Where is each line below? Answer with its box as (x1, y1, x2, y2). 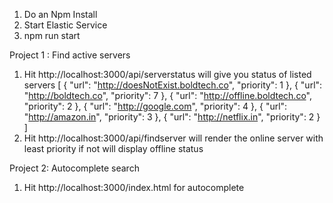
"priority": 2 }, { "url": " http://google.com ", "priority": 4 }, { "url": (23, 100, 288, 112)
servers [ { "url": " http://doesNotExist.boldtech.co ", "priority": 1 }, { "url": (23, 79, 323, 91)
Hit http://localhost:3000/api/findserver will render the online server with (23, 132, 324, 144)
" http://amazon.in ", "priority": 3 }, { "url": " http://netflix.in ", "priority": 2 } (23, 111, 321, 123)
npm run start (23, 30, 81, 41)
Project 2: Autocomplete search (9, 162, 140, 174)
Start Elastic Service (23, 19, 108, 31)
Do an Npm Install (23, 9, 98, 20)
